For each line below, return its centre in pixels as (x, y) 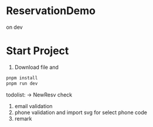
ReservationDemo (51, 11)
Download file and (36, 67)
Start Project (38, 51)
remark (23, 118)
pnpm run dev (22, 83)
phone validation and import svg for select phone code (81, 112)
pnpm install (22, 78)
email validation (33, 106)
